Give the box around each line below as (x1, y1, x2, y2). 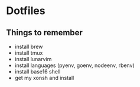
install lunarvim (14, 56, 52, 62)
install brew (14, 43, 43, 50)
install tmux (14, 49, 43, 56)
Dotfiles (6, 4, 45, 18)
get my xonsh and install (14, 75, 74, 81)
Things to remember (6, 28, 83, 38)
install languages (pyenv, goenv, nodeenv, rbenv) (14, 62, 135, 69)
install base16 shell (14, 68, 61, 75)
